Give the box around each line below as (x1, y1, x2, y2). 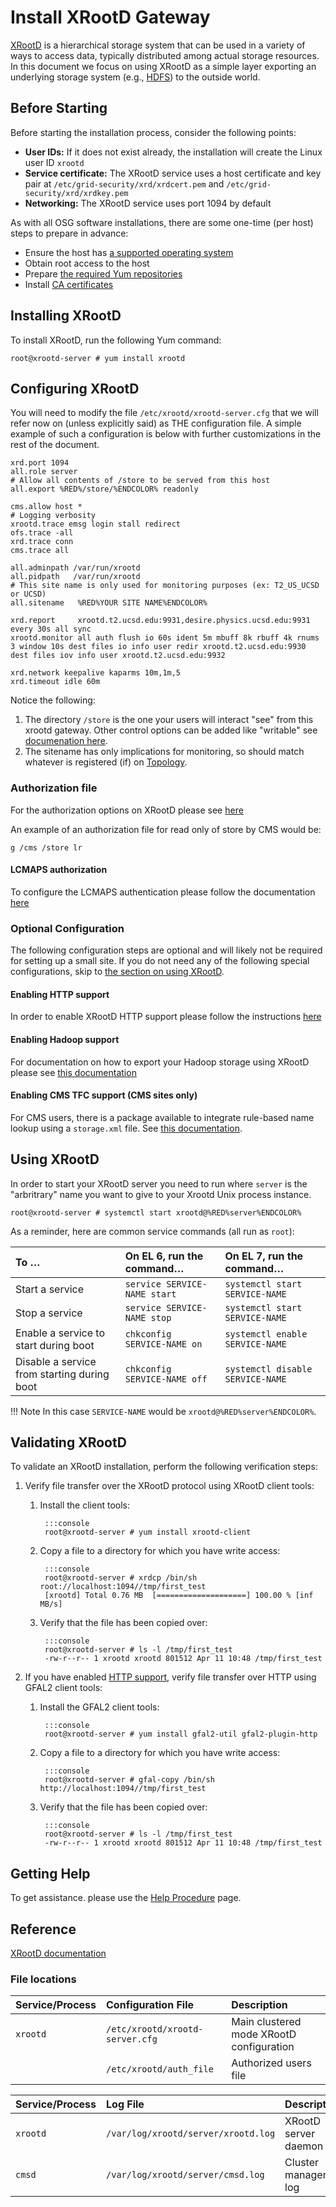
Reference (10, 1921, 77, 1938)
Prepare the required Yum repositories (24, 267, 183, 280)
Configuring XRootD (10, 380, 140, 397)
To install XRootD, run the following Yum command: (10, 334, 222, 346)
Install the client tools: (39, 1499, 130, 1511)
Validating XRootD (10, 1434, 127, 1451)
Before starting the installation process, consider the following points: (10, 126, 297, 138)
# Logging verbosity (10, 511, 97, 521)
